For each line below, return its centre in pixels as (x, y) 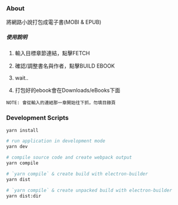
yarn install (22, 130)
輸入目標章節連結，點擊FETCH (52, 53)
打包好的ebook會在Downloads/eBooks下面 (67, 91)
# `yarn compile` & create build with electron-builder (77, 174)
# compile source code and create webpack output (69, 158)
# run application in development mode (56, 141)
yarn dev (17, 147)
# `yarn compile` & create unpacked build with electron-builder (89, 190)
